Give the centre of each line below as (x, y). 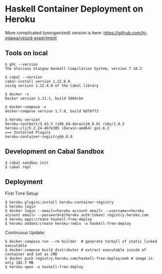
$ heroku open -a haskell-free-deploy (44, 267)
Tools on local (26, 53)
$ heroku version (23, 120)
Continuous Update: (25, 233)
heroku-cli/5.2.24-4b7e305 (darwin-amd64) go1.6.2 (57, 128)
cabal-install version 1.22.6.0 (38, 81)
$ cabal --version (24, 77)
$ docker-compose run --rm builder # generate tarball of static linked (81, 241)
